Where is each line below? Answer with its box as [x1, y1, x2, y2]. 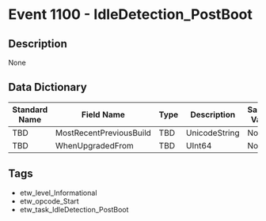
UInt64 [185, 140, 212, 151]
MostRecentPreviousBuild [55, 127, 152, 138]
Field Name [82, 109, 125, 120]
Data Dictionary [8, 81, 87, 94]
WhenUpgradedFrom [55, 140, 135, 151]
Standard [12, 104, 48, 115]
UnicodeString [185, 127, 240, 138]
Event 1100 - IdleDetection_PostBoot [8, 6, 253, 24]
